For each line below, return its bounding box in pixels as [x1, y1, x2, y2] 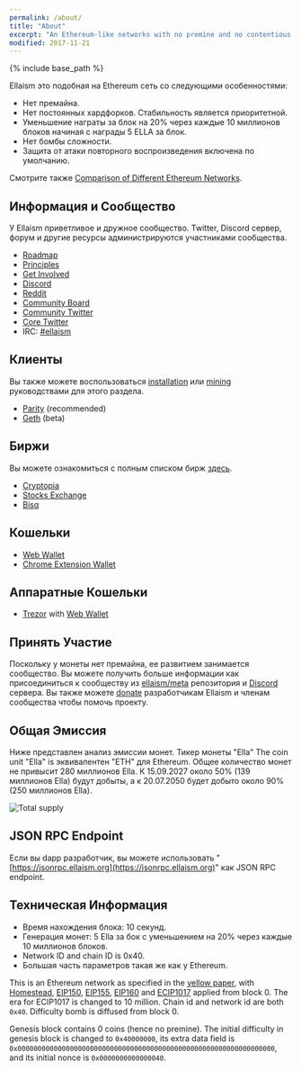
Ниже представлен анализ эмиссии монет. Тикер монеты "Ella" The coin [9, 746, 289, 757]
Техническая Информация [9, 897, 168, 913]
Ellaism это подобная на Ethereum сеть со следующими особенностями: [9, 80, 288, 91]
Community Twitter [22, 307, 94, 318]
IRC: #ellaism [22, 326, 72, 337]
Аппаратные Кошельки [9, 584, 148, 599]
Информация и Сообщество [9, 199, 176, 214]
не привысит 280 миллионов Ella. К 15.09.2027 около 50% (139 [9, 766, 251, 777]
